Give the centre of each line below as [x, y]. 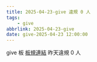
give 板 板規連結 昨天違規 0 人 [44, 53]
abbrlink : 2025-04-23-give [40, 29]
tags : [13, 18]
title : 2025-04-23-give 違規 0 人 [48, 12]
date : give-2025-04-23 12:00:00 [47, 35]
